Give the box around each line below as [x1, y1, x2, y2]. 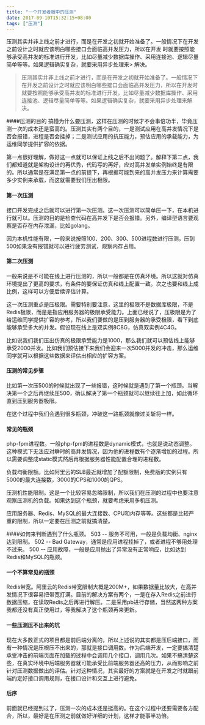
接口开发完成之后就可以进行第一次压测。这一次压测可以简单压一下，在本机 [6, 206, 193, 214]
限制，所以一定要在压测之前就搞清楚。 [16, 517, 113, 525]
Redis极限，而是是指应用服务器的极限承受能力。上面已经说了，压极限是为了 [6, 308, 197, 315]
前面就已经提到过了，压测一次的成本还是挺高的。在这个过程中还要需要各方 [6, 704, 193, 712]
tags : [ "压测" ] [6, 20, 43, 26]
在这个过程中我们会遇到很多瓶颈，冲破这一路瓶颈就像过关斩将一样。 [6, 410, 178, 417]
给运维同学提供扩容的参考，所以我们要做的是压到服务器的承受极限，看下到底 [6, 316, 199, 323]
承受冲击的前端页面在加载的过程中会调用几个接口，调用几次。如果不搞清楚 [6, 652, 193, 659]
